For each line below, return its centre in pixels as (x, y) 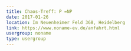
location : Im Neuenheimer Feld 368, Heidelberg (66, 22)
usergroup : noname (29, 33)
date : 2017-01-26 (27, 17)
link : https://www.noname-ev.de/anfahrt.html (63, 28)
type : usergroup (26, 39)
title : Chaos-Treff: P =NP (39, 11)
